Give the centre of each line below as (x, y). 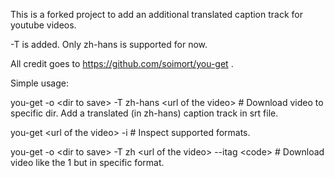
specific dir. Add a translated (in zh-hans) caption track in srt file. (144, 113)
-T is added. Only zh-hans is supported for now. (109, 44)
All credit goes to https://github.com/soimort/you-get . (122, 63)
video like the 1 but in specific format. (87, 162)
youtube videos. (43, 25)
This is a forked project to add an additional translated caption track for (156, 14)
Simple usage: (40, 83)
